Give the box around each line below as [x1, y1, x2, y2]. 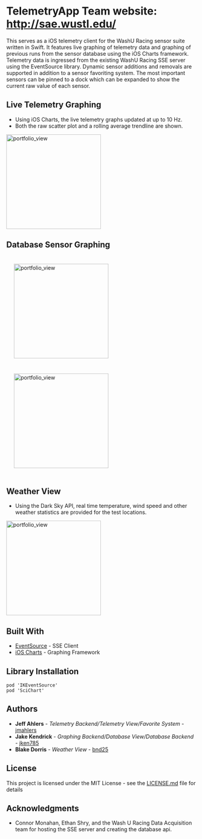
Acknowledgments [6, 803, 80, 814]
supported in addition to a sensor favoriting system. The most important [6, 69, 186, 76]
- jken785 [15, 739, 39, 746]
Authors [6, 704, 38, 714]
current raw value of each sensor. [6, 82, 91, 89]
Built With [6, 626, 44, 636]
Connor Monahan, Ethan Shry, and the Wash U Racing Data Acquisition [15, 819, 192, 827]
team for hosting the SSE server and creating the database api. [15, 826, 172, 833]
